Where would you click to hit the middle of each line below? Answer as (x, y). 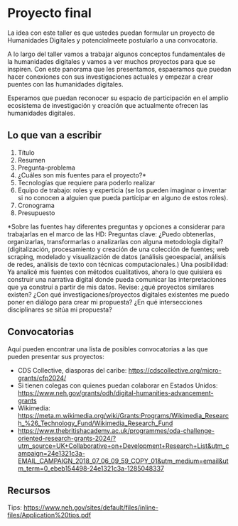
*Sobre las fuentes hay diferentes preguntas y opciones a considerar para (116, 226)
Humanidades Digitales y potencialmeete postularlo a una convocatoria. (113, 40)
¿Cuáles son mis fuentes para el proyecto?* (82, 175)
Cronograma (36, 205)
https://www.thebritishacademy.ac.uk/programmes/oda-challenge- (116, 430)
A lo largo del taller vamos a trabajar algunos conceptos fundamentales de (117, 54)
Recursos (29, 490)
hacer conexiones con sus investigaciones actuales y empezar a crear (110, 77)
